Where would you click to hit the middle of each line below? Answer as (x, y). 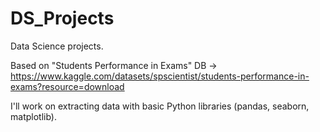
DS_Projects (62, 18)
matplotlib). (33, 116)
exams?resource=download (67, 86)
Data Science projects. (57, 46)
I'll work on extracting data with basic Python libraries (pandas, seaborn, (160, 106)
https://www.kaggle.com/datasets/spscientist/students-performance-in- (160, 76)
